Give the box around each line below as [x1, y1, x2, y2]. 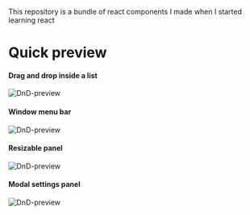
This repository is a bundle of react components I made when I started [8, 7, 243, 16]
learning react [8, 15, 55, 25]
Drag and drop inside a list [8, 70, 98, 80]
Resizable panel [8, 143, 63, 153]
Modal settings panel [8, 180, 81, 189]
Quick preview [8, 43, 107, 62]
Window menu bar [8, 106, 72, 116]
